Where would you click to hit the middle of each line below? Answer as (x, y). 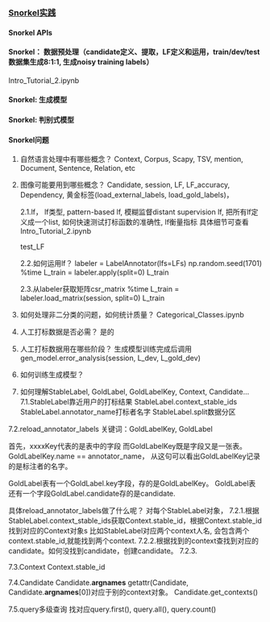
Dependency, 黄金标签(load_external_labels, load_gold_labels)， (127, 195)
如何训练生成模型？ (52, 375)
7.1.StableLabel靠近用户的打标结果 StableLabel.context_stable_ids (129, 402)
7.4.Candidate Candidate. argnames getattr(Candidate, (99, 583)
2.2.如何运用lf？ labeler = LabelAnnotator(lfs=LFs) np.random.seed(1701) (141, 263)
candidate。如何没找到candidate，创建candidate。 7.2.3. (103, 551)
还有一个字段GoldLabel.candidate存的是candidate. (92, 494)
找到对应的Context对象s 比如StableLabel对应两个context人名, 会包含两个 (129, 531)
